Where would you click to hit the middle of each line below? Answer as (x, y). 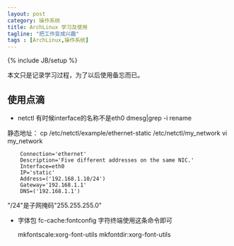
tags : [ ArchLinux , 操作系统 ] (48, 40)
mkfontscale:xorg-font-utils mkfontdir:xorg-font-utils (94, 234)
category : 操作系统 (34, 21)
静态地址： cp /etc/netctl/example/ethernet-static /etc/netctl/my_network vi (117, 133)
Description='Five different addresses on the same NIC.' (107, 160)
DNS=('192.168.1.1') (50, 191)
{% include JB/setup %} (42, 60)
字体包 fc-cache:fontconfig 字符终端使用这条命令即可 (95, 220)
